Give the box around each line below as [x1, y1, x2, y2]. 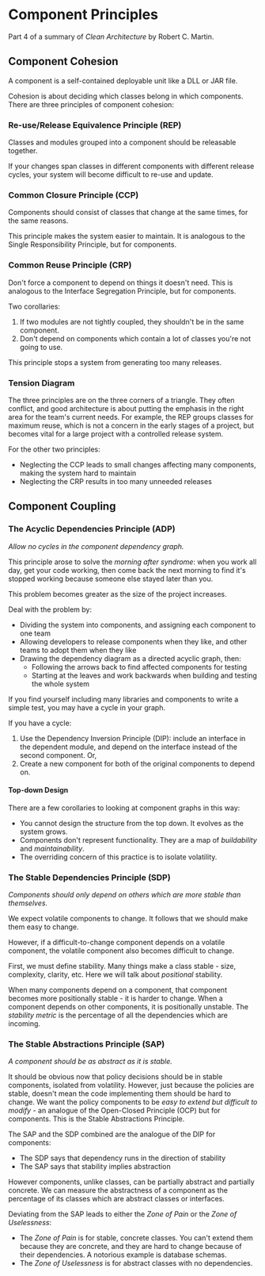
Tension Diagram [8, 377, 75, 388]
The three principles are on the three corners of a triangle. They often [8, 395, 235, 405]
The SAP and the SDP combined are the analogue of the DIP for [8, 1129, 216, 1140]
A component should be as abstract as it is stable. [8, 1057, 172, 1067]
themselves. [8, 898, 48, 908]
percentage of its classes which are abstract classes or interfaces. [8, 1194, 225, 1204]
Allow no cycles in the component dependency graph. [8, 541, 184, 551]
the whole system [31, 678, 89, 688]
